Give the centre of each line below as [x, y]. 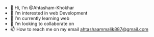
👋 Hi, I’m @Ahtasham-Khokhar [42, 8]
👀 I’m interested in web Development [49, 13]
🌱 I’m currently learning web [40, 18]
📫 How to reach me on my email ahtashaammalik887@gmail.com [79, 29]
